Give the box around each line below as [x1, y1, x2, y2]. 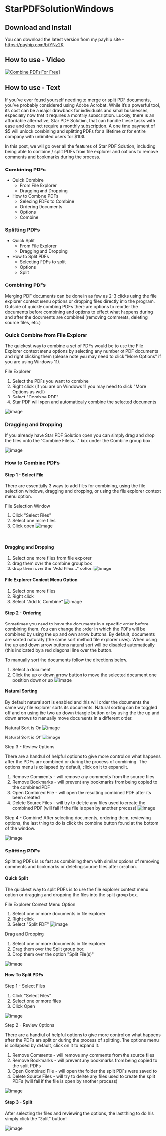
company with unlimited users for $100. [5, 133, 85, 139]
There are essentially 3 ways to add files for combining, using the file [5, 483, 146, 489]
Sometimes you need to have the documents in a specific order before [5, 621, 149, 626]
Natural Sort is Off [5, 735, 42, 740]
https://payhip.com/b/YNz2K [5, 42, 64, 48]
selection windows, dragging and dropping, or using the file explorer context [5, 488, 161, 494]
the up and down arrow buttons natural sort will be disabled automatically [5, 642, 155, 648]
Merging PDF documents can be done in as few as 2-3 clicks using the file [5, 293, 157, 299]
